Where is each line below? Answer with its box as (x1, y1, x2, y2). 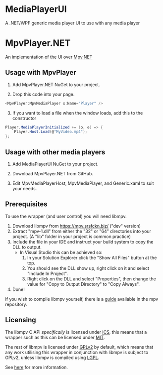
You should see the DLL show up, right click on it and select (27, 265, 150, 271)
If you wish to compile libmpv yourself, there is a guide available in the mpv (5, 296, 159, 302)
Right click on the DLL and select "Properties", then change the (27, 275, 156, 282)
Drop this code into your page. (12, 91, 75, 97)
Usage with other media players (5, 148, 106, 156)
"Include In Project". (27, 270, 68, 276)
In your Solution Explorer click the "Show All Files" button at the (27, 254, 157, 260)
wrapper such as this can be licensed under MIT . (5, 334, 105, 340)
